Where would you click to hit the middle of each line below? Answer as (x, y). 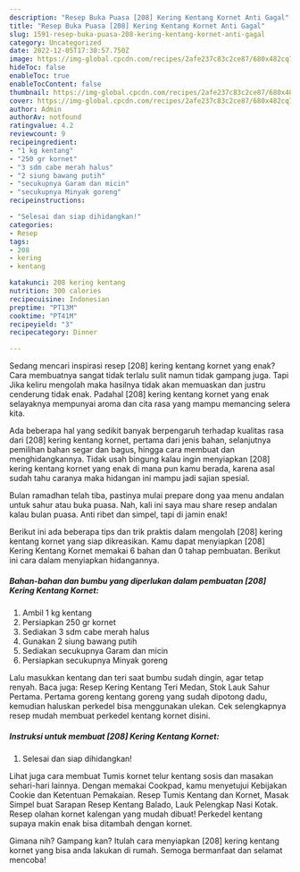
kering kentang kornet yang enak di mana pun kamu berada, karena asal (142, 469)
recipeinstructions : (48, 201)
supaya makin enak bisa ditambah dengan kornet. (101, 824)
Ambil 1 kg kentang (57, 613)
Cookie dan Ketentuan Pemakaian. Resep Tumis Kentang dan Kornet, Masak (149, 795)
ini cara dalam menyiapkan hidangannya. (84, 561)
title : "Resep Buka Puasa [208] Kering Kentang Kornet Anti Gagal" (137, 26)
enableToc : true (39, 76)
